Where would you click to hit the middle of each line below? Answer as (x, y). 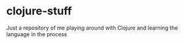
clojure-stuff (39, 11)
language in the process (37, 34)
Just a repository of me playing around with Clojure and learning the (92, 28)
